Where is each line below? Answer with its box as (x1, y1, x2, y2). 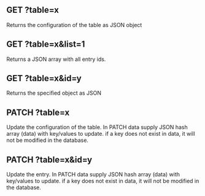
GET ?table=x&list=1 (6, 39, 85, 50)
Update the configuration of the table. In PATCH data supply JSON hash (6, 123, 188, 131)
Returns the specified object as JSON (6, 89, 102, 97)
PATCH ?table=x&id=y (6, 154, 93, 165)
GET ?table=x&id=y (6, 73, 82, 84)
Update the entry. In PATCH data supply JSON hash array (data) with (6, 171, 180, 178)
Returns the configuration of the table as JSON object (6, 21, 142, 28)
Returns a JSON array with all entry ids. (6, 55, 106, 63)
